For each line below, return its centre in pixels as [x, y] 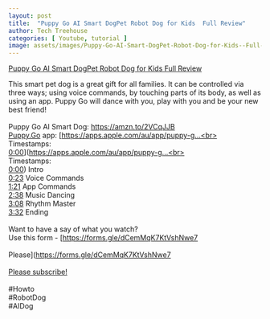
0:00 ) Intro [26, 170]
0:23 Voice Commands [46, 178]
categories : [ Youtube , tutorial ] [68, 38]
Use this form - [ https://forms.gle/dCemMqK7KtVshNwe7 [103, 238]
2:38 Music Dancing [41, 195]
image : [19, 46]
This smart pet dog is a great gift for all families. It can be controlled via [126, 84]
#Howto [21, 289]
